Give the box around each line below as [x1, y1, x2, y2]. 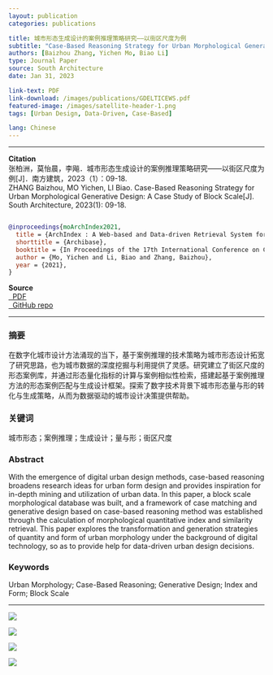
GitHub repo [11, 300, 54, 310]
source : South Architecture [8, 64, 104, 73]
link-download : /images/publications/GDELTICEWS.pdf [8, 94, 191, 102]
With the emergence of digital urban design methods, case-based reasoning [8, 472, 265, 482]
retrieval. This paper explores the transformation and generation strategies [8, 524, 258, 533]
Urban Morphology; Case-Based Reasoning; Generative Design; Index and [8, 580, 258, 590]
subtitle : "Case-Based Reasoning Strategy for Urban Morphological [8, 41, 242, 50]
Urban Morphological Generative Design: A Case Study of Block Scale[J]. [8, 192, 254, 202]
